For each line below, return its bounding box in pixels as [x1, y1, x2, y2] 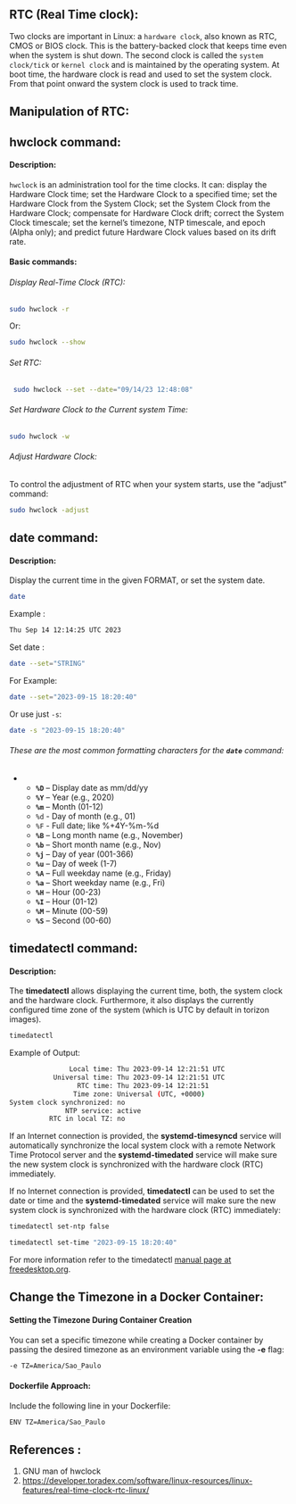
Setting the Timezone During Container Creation [9, 1315, 193, 1325]
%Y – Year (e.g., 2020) [35, 792, 115, 802]
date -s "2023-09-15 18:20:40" [9, 726, 126, 735]
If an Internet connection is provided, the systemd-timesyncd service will [9, 1131, 282, 1142]
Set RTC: [9, 357, 42, 368]
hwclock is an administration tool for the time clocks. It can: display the [9, 179, 267, 190]
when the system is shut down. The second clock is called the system [9, 49, 264, 61]
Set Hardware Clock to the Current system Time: [9, 404, 189, 415]
